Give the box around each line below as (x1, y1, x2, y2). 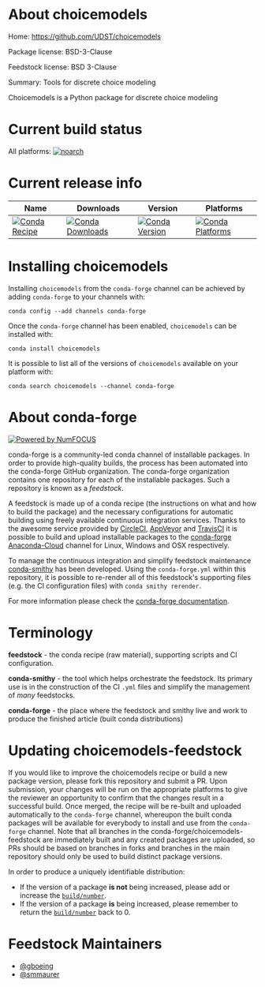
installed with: (8, 329, 54, 338)
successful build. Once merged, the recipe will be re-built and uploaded (8, 801, 242, 810)
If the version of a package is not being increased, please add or (19, 882, 230, 892)
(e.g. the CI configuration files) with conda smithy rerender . (8, 581, 201, 590)
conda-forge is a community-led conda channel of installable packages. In (8, 450, 250, 459)
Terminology (8, 623, 93, 641)
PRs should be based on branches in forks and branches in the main (8, 843, 230, 853)
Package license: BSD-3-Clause (8, 47, 113, 56)
